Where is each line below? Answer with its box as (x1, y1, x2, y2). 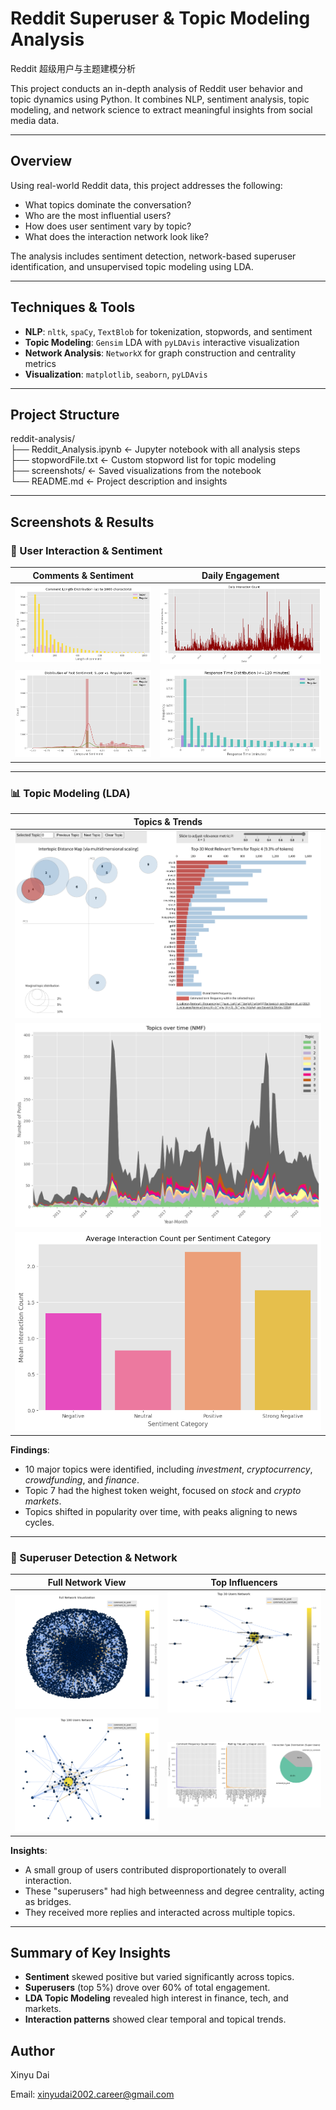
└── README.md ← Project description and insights (10, 475, 228, 487)
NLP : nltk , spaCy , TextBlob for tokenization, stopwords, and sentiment (24, 325, 313, 337)
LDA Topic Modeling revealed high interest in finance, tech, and (24, 1992, 289, 2004)
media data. (10, 114, 60, 126)
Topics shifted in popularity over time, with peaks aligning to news (24, 1505, 298, 1517)
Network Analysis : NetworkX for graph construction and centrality (24, 347, 297, 359)
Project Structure (10, 406, 120, 423)
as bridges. (24, 1895, 72, 1907)
